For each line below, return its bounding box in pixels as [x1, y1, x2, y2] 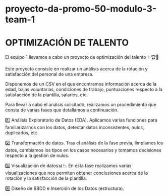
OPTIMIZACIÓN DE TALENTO [5, 37, 129, 49]
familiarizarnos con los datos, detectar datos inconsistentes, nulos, [5, 125, 145, 131]
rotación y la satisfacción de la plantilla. [5, 175, 87, 181]
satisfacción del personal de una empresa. [5, 71, 94, 77]
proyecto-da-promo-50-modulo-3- [5, 3, 157, 15]
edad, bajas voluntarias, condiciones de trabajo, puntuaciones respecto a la [5, 87, 163, 93]
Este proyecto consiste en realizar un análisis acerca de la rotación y [5, 66, 148, 72]
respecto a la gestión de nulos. [5, 152, 70, 159]
